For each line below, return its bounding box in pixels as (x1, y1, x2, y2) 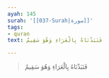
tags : (7, 23, 23, 30)
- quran (7, 30, 30, 38)
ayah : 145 (7, 10, 37, 18)
